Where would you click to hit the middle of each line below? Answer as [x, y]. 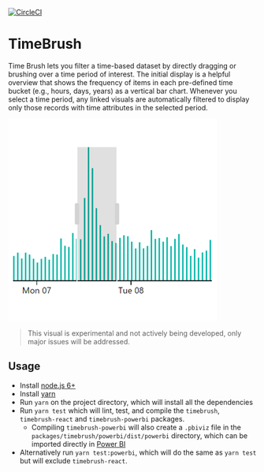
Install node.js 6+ [48, 385]
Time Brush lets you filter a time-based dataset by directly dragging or [122, 65]
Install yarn [37, 393]
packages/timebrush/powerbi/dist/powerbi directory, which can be [139, 435]
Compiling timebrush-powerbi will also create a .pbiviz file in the [136, 427]
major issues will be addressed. [78, 341]
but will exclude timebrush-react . [73, 460]
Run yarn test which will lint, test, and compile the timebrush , [119, 411]
